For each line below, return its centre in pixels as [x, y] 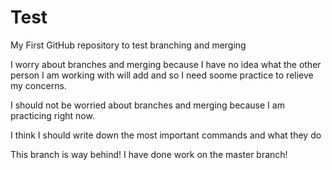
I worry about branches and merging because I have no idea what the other [166, 64]
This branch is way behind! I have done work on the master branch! [149, 154]
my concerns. [38, 85]
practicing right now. [52, 115]
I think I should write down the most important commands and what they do [166, 135]
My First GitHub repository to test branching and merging [128, 45]
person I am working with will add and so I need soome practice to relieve [162, 75]
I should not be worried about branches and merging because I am [147, 105]
